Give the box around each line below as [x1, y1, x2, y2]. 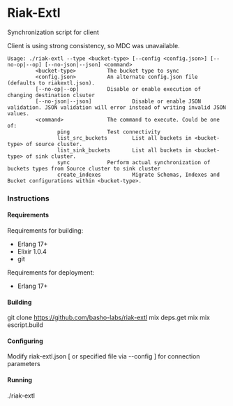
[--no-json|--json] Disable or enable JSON [35, 98, 201, 105]
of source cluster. [25, 140, 82, 147]
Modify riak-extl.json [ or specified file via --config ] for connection [7, 352, 200, 361]
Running [7, 376, 33, 384]
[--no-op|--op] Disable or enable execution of [35, 85, 201, 92]
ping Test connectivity [57, 128, 160, 136]
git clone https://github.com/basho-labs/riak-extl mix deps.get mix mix [7, 313, 211, 322]
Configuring [7, 337, 43, 345]
